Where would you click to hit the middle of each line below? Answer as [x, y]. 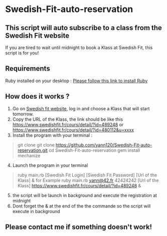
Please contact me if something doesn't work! [78, 227]
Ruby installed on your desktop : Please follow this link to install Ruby [76, 81]
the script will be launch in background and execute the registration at [85, 195]
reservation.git [32, 150]
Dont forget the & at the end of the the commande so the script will [81, 206]
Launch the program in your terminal [50, 165]
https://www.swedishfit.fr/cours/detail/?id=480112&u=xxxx [73, 130]
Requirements [28, 69]
